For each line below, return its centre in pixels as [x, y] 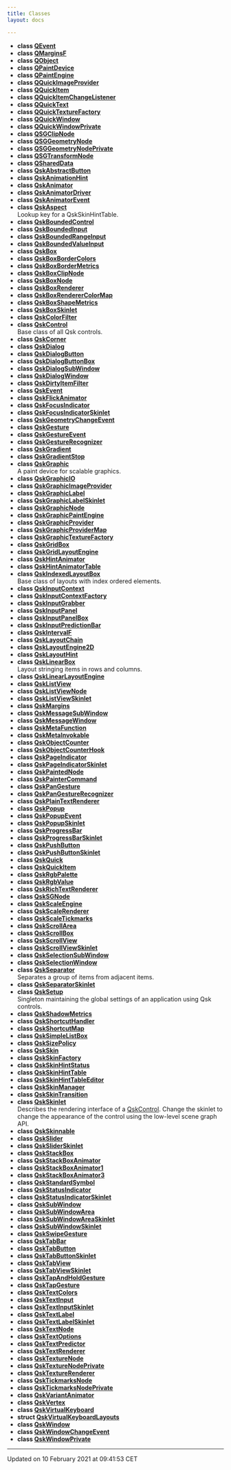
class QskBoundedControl [55, 222]
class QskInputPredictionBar [59, 625]
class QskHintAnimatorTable [59, 566]
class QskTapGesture [48, 1285]
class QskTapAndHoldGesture [61, 1277]
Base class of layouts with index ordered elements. [89, 581]
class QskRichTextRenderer [57, 889]
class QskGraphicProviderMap [62, 529]
